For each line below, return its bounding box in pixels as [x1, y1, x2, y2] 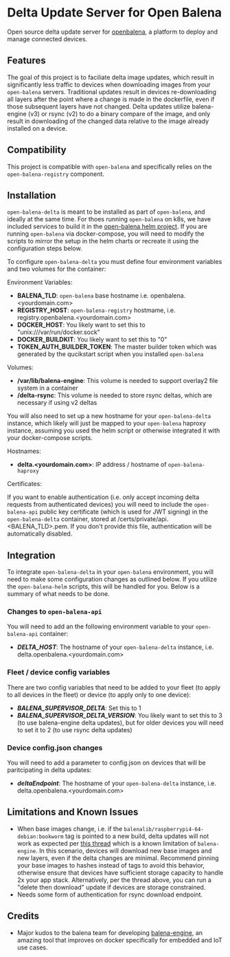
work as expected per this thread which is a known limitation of [16, 839, 196, 847]
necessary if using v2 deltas [16, 399, 97, 407]
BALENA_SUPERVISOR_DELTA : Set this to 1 [16, 703, 142, 712]
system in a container [16, 384, 78, 393]
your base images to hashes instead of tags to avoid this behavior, [16, 861, 205, 869]
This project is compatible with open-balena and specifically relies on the [7, 162, 212, 170]
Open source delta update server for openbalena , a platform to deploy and [7, 27, 218, 36]
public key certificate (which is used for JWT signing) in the [39, 507, 208, 516]
